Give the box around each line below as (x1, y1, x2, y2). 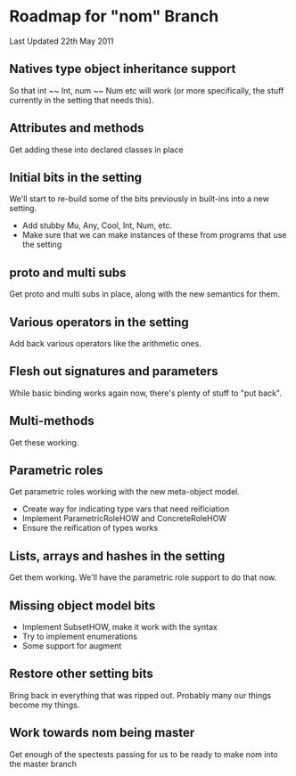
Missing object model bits (9, 598, 156, 613)
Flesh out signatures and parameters (9, 363, 218, 380)
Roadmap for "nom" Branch (9, 6, 219, 27)
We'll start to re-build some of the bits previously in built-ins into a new (9, 193, 269, 204)
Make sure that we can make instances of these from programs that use (21, 230, 287, 241)
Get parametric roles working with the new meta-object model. (9, 486, 241, 497)
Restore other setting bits (9, 666, 154, 682)
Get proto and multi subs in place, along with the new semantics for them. (9, 289, 281, 299)
